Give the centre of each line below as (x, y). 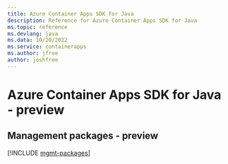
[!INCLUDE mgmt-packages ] (49, 153)
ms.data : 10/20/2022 (38, 40)
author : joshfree (33, 60)
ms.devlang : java (33, 34)
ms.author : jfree (33, 54)
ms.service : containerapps (47, 47)
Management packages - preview (83, 136)
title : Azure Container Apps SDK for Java (71, 14)
